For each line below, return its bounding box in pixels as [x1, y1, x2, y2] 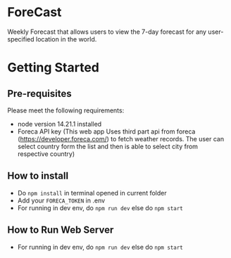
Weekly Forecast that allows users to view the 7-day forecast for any [7, 27, 206, 36]
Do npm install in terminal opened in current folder [17, 188, 167, 197]
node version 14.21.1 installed [17, 120, 102, 128]
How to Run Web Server [7, 224, 114, 236]
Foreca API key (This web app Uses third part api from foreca [17, 127, 196, 136]
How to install [7, 170, 69, 182]
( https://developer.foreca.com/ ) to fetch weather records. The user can [17, 134, 224, 143]
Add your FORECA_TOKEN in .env [17, 196, 106, 205]
